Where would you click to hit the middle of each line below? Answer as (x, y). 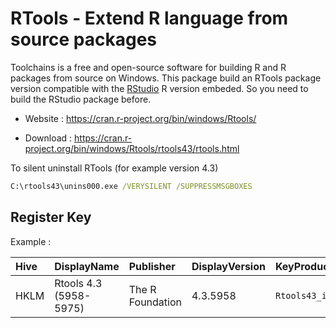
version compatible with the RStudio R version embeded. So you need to (159, 88)
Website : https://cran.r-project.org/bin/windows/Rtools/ (140, 118)
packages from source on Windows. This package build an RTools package (166, 78)
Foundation (155, 302)
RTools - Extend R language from (149, 18)
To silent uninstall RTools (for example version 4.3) (114, 168)
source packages (83, 39)
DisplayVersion (228, 266)
